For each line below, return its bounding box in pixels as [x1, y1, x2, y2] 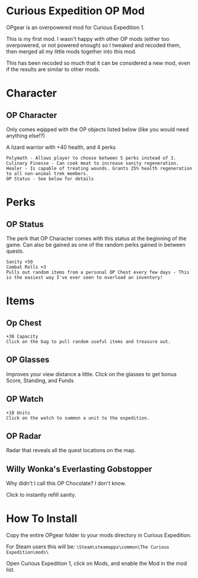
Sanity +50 [6, 259, 33, 265]
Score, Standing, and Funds [6, 377, 74, 384]
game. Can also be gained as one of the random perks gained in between [6, 241, 186, 248]
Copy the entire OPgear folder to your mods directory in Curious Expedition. [6, 532, 191, 539]
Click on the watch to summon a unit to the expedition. [6, 415, 150, 421]
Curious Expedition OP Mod [6, 4, 145, 18]
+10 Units [6, 409, 31, 416]
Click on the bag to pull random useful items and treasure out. [6, 338, 171, 345]
